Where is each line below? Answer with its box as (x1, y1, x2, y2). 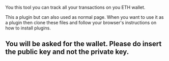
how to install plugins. (5, 25, 51, 31)
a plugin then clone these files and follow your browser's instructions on (5, 20, 157, 25)
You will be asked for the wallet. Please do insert (5, 40, 162, 48)
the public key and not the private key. (5, 48, 129, 56)
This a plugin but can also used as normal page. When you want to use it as (5, 14, 164, 20)
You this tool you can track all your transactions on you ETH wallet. (5, 5, 146, 10)
